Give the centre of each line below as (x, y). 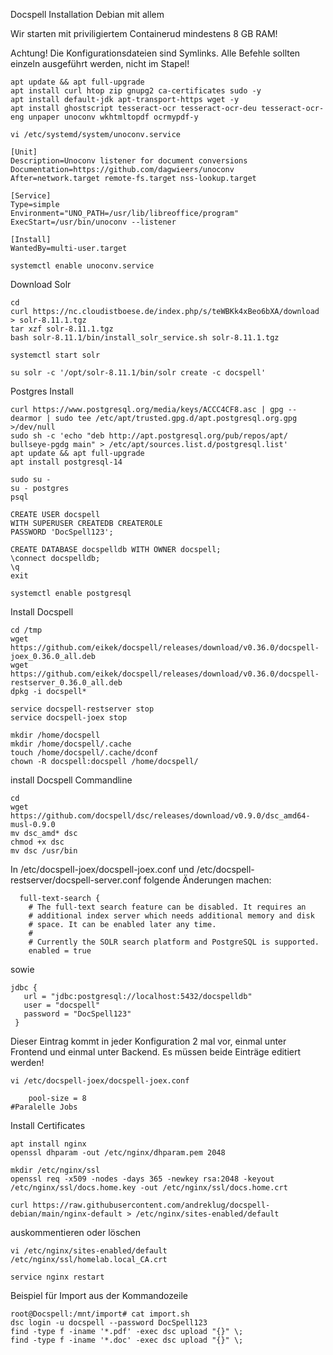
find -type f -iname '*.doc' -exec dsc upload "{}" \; (127, 1340)
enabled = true (60, 951)
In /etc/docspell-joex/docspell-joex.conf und (102, 869)
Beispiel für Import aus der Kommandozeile (99, 1295)
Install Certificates (48, 1125)
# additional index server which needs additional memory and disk (171, 916)
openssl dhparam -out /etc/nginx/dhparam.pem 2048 (118, 1153)
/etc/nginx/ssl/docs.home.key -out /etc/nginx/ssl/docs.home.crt (149, 1188)
